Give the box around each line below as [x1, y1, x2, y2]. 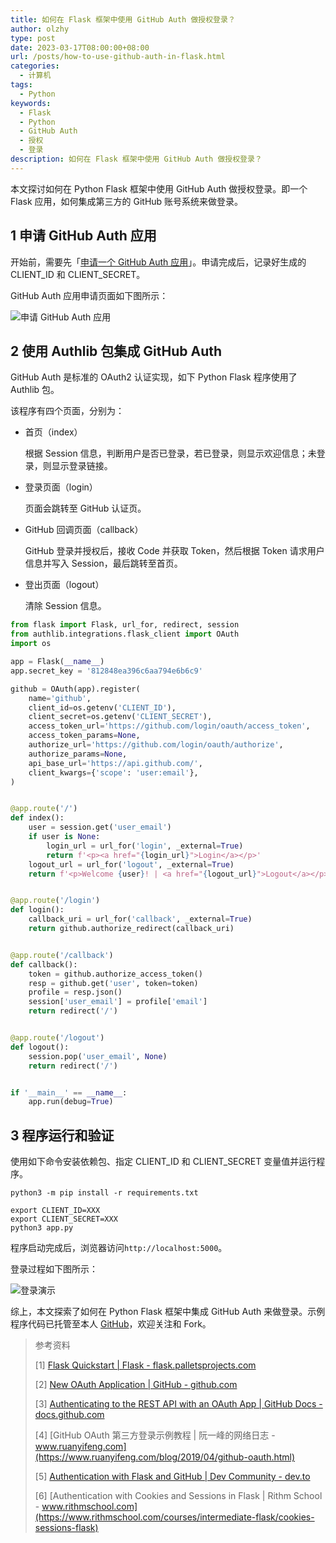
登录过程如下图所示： [10, 1263, 98, 1275]
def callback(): [10, 959, 78, 970]
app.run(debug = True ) [28, 1097, 114, 1107]
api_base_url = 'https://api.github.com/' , [28, 758, 203, 768]
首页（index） [24, 426, 83, 438]
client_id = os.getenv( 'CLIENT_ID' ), [28, 702, 177, 713]
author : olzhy [10, 24, 70, 34]
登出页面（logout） [24, 579, 105, 591]
